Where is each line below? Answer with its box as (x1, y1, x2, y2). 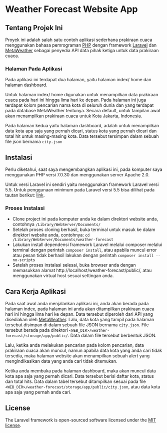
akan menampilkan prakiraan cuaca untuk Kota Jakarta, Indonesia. (5, 113, 142, 119)
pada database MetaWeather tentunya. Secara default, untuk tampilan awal (5, 108, 160, 114)
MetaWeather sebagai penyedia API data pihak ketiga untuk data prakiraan (5, 48, 159, 53)
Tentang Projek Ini (5, 24, 63, 32)
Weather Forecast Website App (5, 4, 138, 15)
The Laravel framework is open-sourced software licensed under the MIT (5, 417, 156, 423)
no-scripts (12, 258, 35, 263)
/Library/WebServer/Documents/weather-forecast (12, 237, 113, 243)
